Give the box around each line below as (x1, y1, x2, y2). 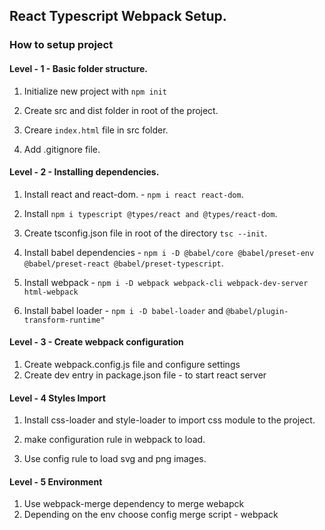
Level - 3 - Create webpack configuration (9, 336, 184, 348)
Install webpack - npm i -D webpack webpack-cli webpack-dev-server (23, 276, 309, 288)
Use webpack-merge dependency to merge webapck (23, 498, 245, 510)
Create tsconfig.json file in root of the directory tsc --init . (23, 227, 268, 239)
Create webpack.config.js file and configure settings (23, 358, 241, 370)
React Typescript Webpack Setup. (9, 8, 227, 25)
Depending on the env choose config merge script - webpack (23, 509, 279, 521)
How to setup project (9, 38, 114, 52)
